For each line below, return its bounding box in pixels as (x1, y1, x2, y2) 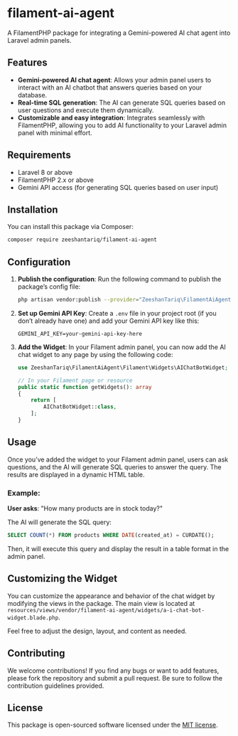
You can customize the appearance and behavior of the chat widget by (7, 592, 215, 600)
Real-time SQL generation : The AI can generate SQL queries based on (17, 98, 226, 107)
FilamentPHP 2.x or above (17, 176, 94, 184)
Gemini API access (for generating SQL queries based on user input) (17, 183, 219, 191)
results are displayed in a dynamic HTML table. (7, 470, 145, 479)
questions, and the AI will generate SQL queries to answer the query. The (7, 462, 222, 471)
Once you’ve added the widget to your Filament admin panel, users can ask (7, 455, 229, 464)
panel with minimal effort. (17, 128, 92, 137)
